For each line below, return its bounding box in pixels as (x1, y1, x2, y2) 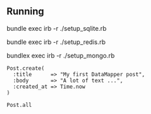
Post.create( (6, 64, 45, 72)
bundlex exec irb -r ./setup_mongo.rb (6, 51, 115, 59)
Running (6, 6, 45, 17)
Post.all (6, 101, 32, 108)
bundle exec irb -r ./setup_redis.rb (6, 38, 106, 46)
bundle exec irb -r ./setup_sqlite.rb (6, 24, 107, 32)
